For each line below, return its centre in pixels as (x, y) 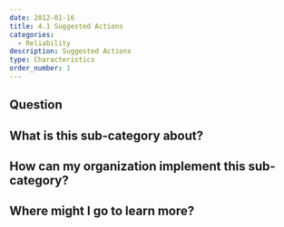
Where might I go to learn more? (102, 211)
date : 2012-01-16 (42, 18)
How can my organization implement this (127, 167)
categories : (32, 34)
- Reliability (44, 43)
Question (36, 105)
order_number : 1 (40, 69)
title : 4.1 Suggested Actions (67, 26)
